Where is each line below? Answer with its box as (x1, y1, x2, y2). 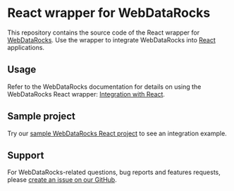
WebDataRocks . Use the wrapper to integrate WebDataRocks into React (7, 35, 216, 44)
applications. (7, 43, 44, 51)
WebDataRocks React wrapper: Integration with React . (7, 90, 166, 98)
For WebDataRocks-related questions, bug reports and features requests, (7, 168, 221, 177)
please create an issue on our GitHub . (7, 175, 118, 184)
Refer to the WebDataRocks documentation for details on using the (7, 82, 202, 91)
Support (7, 149, 44, 161)
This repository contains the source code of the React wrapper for (7, 28, 199, 37)
